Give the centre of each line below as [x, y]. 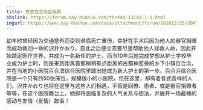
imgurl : [16, 23]
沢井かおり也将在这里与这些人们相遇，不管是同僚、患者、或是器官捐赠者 [107, 86]
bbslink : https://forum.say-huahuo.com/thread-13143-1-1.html [86, 17]
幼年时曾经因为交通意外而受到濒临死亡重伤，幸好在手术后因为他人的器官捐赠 [101, 41]
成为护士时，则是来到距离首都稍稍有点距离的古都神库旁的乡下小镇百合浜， [104, 63]
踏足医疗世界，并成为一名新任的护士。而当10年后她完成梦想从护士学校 [99, 56]
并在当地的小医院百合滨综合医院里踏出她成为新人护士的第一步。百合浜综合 [99, 71]
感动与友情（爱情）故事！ [38, 101]
